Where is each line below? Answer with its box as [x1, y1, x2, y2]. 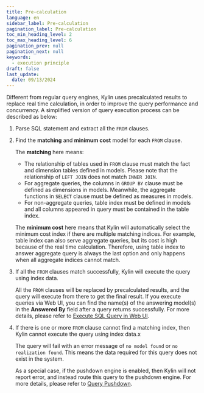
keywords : [6, 54, 32, 60]
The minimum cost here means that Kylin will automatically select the [15, 224, 191, 232]
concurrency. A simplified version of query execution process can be [6, 107, 180, 114]
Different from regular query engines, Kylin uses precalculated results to [6, 94, 188, 101]
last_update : [6, 71, 40, 77]
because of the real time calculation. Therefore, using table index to [15, 243, 186, 250]
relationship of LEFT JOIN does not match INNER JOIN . [24, 173, 158, 180]
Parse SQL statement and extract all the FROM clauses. [15, 125, 150, 132]
